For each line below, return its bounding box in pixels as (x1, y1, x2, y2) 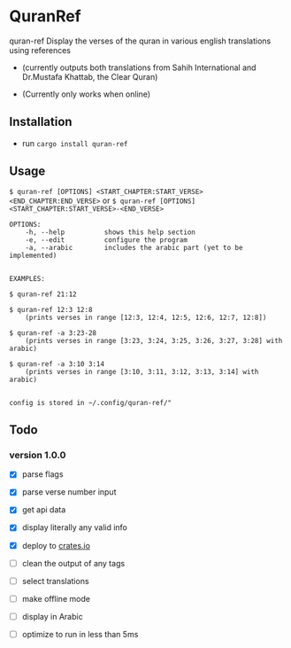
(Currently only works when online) (21, 89, 151, 99)
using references (9, 44, 72, 55)
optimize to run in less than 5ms (21, 628, 139, 639)
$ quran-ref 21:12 (9, 290, 77, 299)
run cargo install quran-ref (21, 137, 128, 148)
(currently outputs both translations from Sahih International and (21, 62, 257, 73)
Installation (9, 114, 73, 129)
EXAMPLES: (9, 274, 46, 283)
